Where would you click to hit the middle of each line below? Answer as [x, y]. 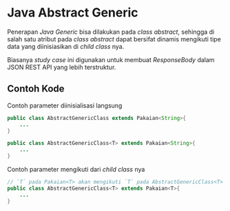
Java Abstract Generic [73, 13]
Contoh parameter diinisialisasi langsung [65, 105]
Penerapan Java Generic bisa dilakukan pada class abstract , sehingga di [111, 32]
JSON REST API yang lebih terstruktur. [62, 67]
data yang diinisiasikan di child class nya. [66, 46]
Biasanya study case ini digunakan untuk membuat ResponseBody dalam [111, 59]
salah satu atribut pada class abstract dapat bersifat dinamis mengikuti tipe [114, 39]
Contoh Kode [36, 89]
